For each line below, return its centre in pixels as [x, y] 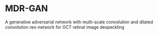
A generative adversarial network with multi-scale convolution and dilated [79, 22]
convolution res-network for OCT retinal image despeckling [65, 27]
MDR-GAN [27, 9]
